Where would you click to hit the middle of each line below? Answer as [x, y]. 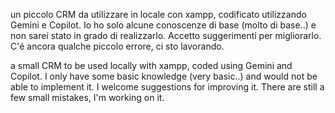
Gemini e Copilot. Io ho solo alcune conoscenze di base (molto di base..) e [163, 25]
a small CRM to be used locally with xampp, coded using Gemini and [151, 65]
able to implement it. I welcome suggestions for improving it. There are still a [167, 87]
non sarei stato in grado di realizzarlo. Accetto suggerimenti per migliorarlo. [166, 35]
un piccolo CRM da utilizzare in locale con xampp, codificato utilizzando [158, 14]
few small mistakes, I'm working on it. [87, 97]
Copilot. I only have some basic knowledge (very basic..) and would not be [164, 76]
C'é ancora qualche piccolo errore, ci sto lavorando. [117, 46]
